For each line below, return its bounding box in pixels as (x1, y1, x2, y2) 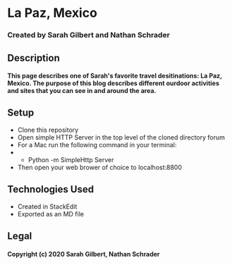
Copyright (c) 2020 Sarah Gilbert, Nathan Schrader (7, 249, 160, 258)
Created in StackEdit (17, 202, 78, 211)
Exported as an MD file (17, 209, 85, 218)
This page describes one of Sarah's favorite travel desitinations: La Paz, (7, 72, 222, 80)
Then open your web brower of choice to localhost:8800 (17, 163, 182, 171)
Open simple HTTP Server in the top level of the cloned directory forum (17, 132, 226, 142)
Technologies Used (7, 183, 94, 195)
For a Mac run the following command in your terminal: (17, 140, 177, 149)
